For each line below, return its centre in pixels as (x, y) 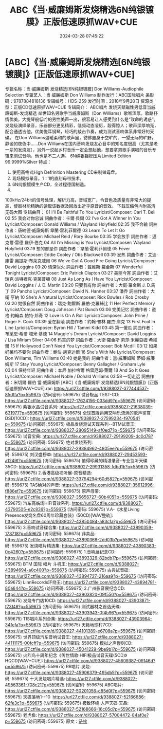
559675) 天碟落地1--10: (28, 697)
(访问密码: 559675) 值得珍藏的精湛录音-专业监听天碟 (95, 460)
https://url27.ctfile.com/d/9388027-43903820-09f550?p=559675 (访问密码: (81, 594)
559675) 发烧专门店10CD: (31, 600)
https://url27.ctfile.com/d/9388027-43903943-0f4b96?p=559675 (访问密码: (81, 612)
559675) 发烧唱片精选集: (36, 546)
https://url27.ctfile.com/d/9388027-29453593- (100, 454)
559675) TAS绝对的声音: (36, 485)
